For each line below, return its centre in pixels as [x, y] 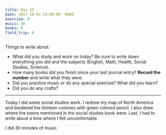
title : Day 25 [20, 10]
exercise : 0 [17, 19]
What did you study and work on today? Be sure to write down [76, 57]
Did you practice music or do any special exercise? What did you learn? [85, 83]
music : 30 [15, 24]
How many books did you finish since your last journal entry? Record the [86, 72]
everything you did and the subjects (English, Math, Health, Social [79, 62]
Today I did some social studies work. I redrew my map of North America [79, 102]
